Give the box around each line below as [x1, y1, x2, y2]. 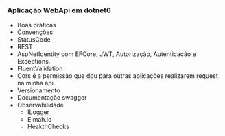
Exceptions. [16, 57, 51, 66]
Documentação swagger [16, 94, 87, 102]
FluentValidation [16, 64, 63, 73]
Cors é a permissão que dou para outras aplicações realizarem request [16, 72, 218, 80]
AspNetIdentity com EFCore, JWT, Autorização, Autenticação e [16, 50, 197, 58]
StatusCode [16, 36, 51, 44]
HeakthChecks [27, 122, 70, 131]
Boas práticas [16, 21, 56, 29]
